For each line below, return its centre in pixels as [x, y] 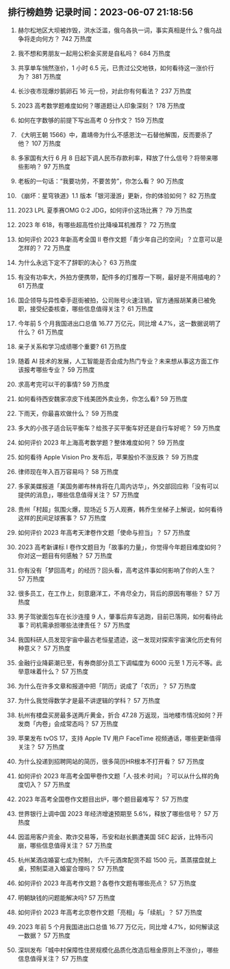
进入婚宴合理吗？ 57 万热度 [86, 868]
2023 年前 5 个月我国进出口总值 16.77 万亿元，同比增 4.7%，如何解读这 [118, 926]
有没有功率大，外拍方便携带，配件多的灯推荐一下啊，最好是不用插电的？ [119, 277]
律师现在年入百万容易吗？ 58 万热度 [68, 471]
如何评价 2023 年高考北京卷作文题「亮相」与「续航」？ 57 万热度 [110, 912]
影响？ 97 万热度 [47, 166]
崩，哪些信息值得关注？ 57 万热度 [65, 845]
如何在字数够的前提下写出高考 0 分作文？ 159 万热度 [91, 120]
